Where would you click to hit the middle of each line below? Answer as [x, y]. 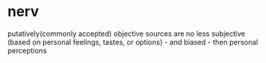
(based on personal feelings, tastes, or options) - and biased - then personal [133, 41]
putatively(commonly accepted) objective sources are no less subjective [127, 33]
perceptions [27, 50]
